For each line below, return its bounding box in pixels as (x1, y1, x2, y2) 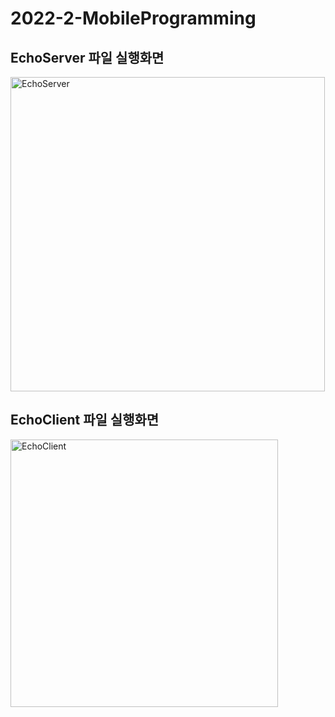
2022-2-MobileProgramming (10, 7, 257, 30)
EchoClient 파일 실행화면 (10, 412, 160, 429)
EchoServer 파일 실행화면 (10, 49, 165, 66)
